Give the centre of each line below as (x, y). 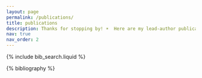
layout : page (23, 12)
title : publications (32, 23)
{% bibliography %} (31, 68)
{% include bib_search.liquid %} (46, 57)
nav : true (19, 34)
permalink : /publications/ (40, 17)
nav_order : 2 (23, 40)
